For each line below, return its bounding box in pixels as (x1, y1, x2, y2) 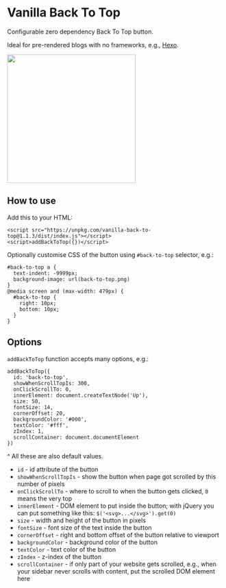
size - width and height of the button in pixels (16, 516, 146, 524)
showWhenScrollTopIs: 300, (13, 380, 90, 387)
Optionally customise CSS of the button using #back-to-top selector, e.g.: (7, 250, 214, 258)
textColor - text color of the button (16, 545, 116, 553)
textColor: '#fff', (13, 421, 69, 429)
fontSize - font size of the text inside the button (16, 523, 152, 532)
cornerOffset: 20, (13, 410, 66, 417)
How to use (7, 195, 56, 207)
